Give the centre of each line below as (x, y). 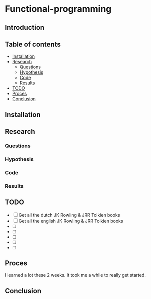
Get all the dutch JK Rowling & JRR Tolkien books (69, 215)
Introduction (25, 28)
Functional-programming (58, 9)
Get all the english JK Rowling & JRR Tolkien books (71, 221)
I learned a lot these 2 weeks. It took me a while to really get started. (75, 275)
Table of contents (33, 44)
